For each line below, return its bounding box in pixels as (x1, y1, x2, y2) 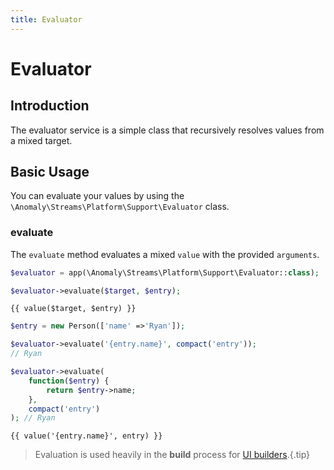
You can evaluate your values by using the (10, 190, 185, 202)
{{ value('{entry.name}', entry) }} (10, 431, 163, 441)
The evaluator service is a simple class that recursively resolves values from (10, 124, 325, 136)
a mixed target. (10, 134, 73, 146)
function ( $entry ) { (28, 376, 110, 386)
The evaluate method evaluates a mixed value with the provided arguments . (10, 248, 320, 260)
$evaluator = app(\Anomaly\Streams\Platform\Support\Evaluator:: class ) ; (10, 267, 320, 278)
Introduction (10, 97, 90, 115)
